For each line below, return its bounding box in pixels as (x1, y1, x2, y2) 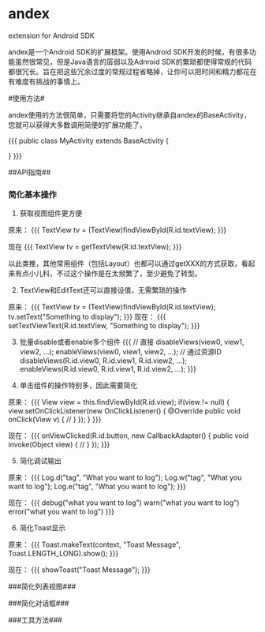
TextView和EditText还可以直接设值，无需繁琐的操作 (19, 286, 187, 295)
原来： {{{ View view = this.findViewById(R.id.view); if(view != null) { (8, 398, 230, 407)
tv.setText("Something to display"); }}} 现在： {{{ (8, 312, 166, 322)
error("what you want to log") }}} (8, 507, 115, 517)
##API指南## (8, 167, 51, 177)
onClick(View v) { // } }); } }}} (8, 415, 102, 424)
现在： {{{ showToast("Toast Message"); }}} (8, 565, 151, 574)
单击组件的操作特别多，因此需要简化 (19, 380, 138, 391)
